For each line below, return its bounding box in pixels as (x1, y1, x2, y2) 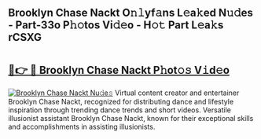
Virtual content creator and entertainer (115, 88, 240, 97)
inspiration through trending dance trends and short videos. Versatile (8, 105, 232, 115)
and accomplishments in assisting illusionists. (8, 122, 156, 131)
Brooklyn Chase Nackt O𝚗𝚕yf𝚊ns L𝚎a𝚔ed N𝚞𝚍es (8, 6, 253, 20)
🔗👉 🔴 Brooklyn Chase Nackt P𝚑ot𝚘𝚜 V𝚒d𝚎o (8, 63, 230, 77)
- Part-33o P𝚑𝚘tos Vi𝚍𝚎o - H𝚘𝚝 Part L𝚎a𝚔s (8, 19, 224, 32)
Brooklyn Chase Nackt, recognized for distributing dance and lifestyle (8, 97, 234, 106)
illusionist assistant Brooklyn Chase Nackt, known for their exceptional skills (8, 114, 254, 123)
